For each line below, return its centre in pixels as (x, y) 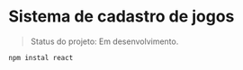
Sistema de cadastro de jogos (121, 17)
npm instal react (41, 57)
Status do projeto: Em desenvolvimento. (104, 41)
